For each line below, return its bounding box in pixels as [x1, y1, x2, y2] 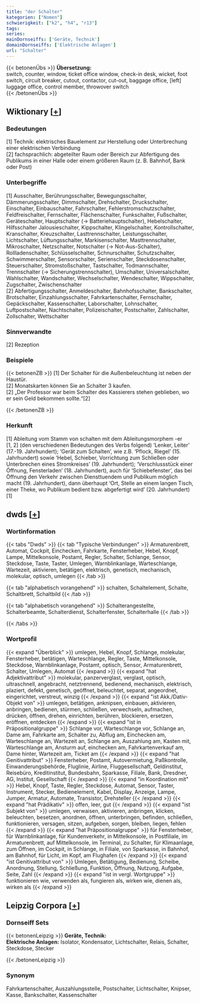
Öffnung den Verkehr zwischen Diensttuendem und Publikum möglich [6, 473, 178, 480]
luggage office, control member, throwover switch [6, 83, 130, 90]
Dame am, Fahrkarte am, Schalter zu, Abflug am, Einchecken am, [6, 731, 167, 738]
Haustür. [6, 376, 27, 383]
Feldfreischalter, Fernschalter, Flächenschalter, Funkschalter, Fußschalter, [6, 211, 187, 218]
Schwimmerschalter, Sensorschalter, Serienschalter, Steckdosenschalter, [6, 255, 186, 263]
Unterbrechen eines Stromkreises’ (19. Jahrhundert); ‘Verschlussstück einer [6, 460, 193, 468]
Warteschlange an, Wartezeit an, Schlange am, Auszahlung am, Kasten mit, [6, 737, 191, 744]
